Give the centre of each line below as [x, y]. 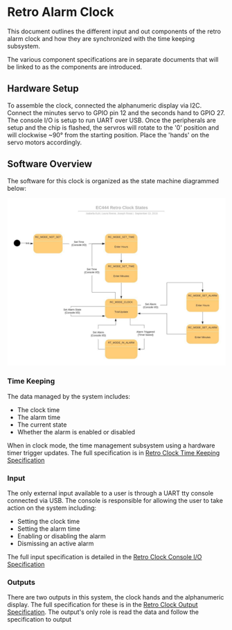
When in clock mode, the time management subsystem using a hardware [111, 445]
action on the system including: [52, 508]
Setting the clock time [48, 522]
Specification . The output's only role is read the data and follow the [103, 612]
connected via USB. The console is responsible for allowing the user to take [115, 501]
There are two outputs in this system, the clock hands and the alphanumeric [116, 597]
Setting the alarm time [49, 529]
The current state [42, 425]
